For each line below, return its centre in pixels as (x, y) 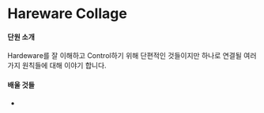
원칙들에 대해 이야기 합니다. (64, 66)
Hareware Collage (67, 14)
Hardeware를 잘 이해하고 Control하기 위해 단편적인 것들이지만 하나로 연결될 (125, 56)
